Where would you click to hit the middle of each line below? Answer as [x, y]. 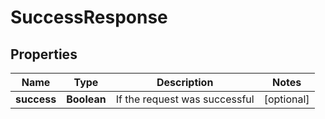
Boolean [86, 99]
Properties [44, 54]
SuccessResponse [89, 17]
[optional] [286, 99]
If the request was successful [185, 99]
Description [185, 82]
